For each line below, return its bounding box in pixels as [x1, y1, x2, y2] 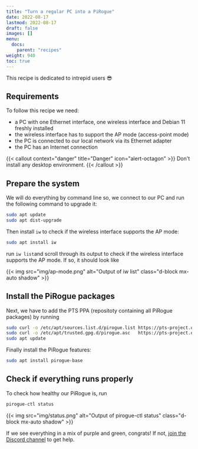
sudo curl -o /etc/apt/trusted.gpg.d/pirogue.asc [6, 330, 131, 336]
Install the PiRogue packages [6, 291, 115, 301]
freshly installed [14, 125, 54, 132]
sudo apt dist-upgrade [6, 217, 62, 223]
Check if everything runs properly [6, 374, 134, 384]
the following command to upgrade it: [6, 200, 97, 207]
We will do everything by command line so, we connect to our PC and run [6, 194, 184, 201]
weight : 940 [6, 53, 35, 58]
